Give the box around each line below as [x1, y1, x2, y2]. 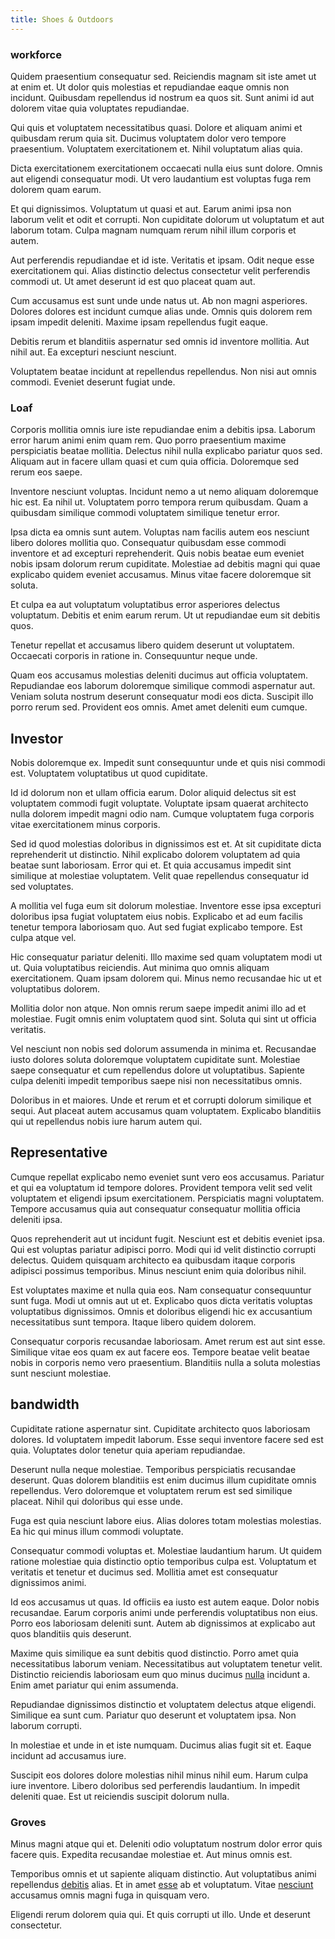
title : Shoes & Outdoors [10, 14, 114, 25]
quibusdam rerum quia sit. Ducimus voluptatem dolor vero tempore [10, 132, 287, 144]
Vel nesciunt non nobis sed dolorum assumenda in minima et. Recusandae [10, 1043, 317, 1055]
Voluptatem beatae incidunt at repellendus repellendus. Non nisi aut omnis [10, 365, 317, 377]
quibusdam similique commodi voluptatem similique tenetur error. [10, 507, 280, 519]
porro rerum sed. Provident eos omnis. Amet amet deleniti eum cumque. [10, 701, 308, 713]
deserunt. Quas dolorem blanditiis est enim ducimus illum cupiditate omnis [10, 1474, 317, 1486]
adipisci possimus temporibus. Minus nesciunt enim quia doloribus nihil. [10, 1264, 307, 1276]
